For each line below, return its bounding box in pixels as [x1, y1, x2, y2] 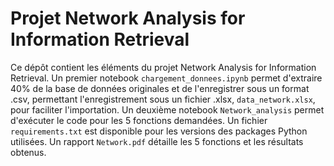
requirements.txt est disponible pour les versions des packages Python [10, 125, 308, 137]
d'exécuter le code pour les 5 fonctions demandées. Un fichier [10, 114, 268, 126]
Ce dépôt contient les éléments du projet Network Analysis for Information [10, 61, 317, 73]
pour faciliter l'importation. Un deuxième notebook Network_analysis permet [10, 103, 325, 116]
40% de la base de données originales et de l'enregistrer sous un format [10, 82, 310, 94]
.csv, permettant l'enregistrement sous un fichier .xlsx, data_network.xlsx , [10, 93, 316, 105]
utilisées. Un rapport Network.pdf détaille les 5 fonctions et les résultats [10, 135, 304, 147]
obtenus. [10, 146, 47, 158]
